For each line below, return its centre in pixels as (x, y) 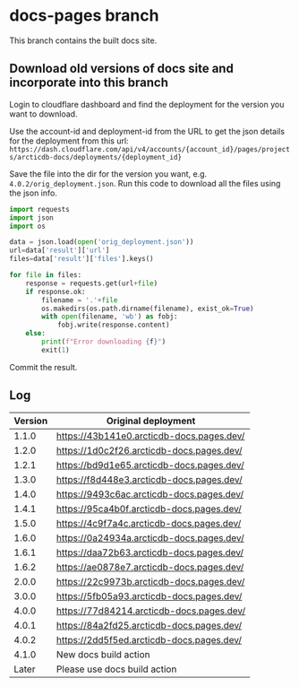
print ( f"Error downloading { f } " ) (104, 342)
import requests (39, 209)
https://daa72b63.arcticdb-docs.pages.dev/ (150, 552)
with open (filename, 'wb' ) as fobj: (110, 317)
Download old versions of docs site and (122, 69)
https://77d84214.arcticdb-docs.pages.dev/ (151, 611)
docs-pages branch (84, 16)
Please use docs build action (117, 669)
